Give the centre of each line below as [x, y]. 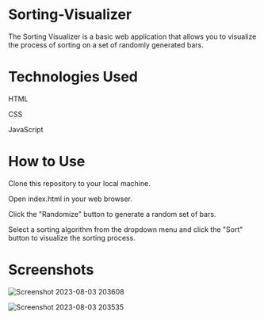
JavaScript [26, 129]
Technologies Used [73, 77]
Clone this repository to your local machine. [79, 183]
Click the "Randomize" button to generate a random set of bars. [112, 214]
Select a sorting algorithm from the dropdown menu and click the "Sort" [126, 229]
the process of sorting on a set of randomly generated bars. [106, 44]
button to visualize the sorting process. [72, 237]
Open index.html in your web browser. [70, 199]
